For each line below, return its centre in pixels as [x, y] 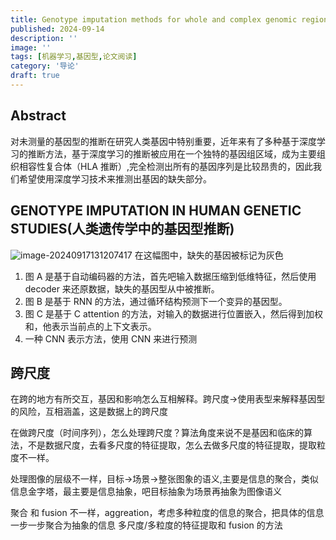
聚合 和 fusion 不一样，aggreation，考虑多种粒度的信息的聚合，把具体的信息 [167, 513]
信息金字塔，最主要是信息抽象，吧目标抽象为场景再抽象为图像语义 [146, 492]
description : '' [44, 38]
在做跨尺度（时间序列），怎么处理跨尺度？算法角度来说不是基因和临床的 [157, 433]
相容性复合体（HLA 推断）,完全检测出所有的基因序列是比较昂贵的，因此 [165, 166]
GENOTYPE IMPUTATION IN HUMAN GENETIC [156, 211]
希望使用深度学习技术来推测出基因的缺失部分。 [115, 178]
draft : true [35, 76]
